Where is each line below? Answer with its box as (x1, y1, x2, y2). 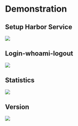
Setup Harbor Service (5, 23, 72, 31)
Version (5, 103, 29, 111)
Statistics (5, 76, 35, 85)
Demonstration (5, 3, 67, 15)
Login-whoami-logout (5, 50, 73, 58)
